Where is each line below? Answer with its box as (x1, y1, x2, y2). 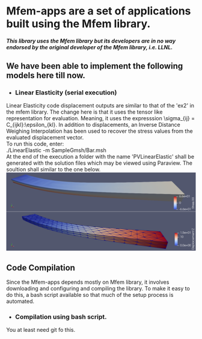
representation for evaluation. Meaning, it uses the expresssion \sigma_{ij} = (6, 115, 195, 122)
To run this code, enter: (6, 140, 64, 148)
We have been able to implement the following (6, 61, 183, 72)
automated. (6, 298, 35, 305)
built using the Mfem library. (6, 17, 151, 31)
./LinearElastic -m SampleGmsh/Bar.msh (6, 147, 106, 154)
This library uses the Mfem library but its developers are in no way (6, 37, 176, 44)
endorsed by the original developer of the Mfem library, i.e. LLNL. (6, 43, 173, 50)
